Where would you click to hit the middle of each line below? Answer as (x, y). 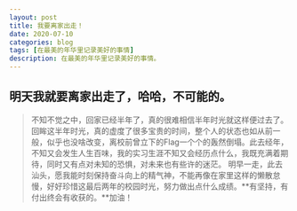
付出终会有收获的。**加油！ (82, 197)
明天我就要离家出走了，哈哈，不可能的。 (120, 97)
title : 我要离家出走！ (47, 26)
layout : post (33, 17)
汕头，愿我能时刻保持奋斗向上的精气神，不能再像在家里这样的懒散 (152, 175)
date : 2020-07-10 (41, 34)
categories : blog (41, 42)
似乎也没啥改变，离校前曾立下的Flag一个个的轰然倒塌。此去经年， (168, 142)
